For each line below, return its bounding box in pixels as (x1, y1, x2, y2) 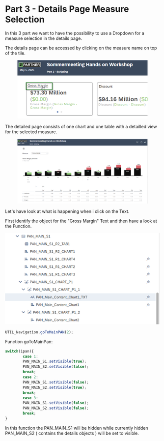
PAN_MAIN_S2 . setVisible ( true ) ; (23, 385, 87, 390)
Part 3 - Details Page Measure (5, 3, 129, 15)
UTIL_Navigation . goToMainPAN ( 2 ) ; (5, 329, 74, 335)
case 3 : (23, 395, 38, 400)
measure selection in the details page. (5, 35, 82, 41)
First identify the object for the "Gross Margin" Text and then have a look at (5, 218, 157, 224)
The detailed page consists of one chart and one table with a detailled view (5, 124, 157, 130)
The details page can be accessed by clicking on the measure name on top (5, 45, 157, 51)
